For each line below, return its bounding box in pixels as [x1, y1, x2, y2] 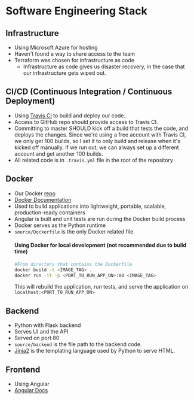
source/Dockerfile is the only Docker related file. [14, 228, 136, 235]
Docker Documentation [14, 196, 72, 203]
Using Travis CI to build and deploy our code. [14, 112, 126, 119]
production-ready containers [14, 208, 86, 216]
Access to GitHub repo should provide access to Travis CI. [14, 118, 159, 125]
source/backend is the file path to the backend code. [14, 341, 142, 348]
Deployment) [5, 96, 56, 106]
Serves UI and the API [14, 328, 69, 335]
